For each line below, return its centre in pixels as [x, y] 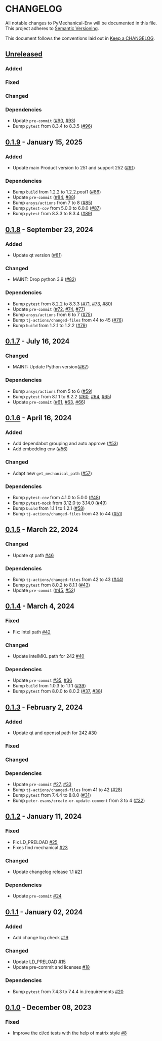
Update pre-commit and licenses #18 [51, 967]
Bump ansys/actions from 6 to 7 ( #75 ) [52, 314]
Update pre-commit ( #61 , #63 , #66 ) [49, 402]
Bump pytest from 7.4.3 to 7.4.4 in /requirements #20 [68, 991]
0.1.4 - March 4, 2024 [40, 606]
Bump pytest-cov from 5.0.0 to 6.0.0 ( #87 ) [57, 208]
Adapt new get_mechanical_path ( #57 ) [52, 473]
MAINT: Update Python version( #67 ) [51, 367]
